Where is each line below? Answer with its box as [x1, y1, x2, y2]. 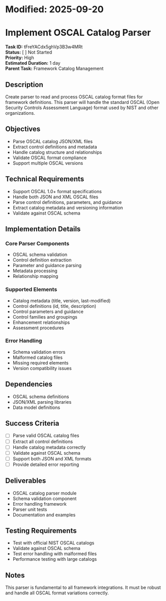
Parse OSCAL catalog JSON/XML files [12, 138, 93, 144]
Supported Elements [5, 286, 58, 293]
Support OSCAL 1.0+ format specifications [12, 188, 102, 194]
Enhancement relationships [12, 319, 70, 325]
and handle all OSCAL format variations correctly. [5, 590, 109, 596]
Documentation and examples [12, 511, 76, 518]
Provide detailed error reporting [12, 461, 79, 467]
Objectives [5, 125, 41, 134]
